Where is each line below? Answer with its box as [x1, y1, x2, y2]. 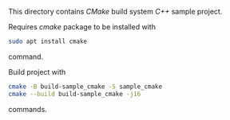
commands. [8, 104, 48, 114]
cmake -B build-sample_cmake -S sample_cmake [8, 83, 162, 91]
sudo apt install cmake [8, 37, 88, 45]
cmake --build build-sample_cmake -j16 [8, 90, 141, 98]
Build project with [8, 67, 66, 76]
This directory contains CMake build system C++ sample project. [8, 7, 223, 16]
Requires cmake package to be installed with [8, 22, 156, 31]
